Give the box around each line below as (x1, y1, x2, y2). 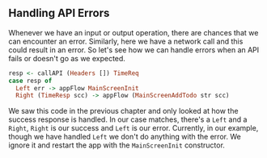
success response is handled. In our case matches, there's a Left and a (8, 114, 248, 124)
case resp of (8, 77, 53, 85)
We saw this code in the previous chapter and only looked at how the (8, 106, 239, 116)
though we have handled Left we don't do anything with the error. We (8, 132, 241, 142)
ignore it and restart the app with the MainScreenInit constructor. (8, 140, 225, 150)
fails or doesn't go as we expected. (8, 53, 125, 63)
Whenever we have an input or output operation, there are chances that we (8, 27, 259, 37)
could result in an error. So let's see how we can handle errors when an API (8, 44, 260, 55)
